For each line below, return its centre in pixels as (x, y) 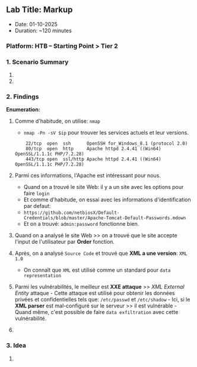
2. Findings (23, 97)
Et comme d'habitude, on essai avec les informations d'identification (107, 200)
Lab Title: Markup (39, 10)
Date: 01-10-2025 (36, 24)
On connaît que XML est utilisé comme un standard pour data (97, 270)
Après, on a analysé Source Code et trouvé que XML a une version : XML (101, 253)
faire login (36, 194)
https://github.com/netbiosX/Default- (72, 213)
